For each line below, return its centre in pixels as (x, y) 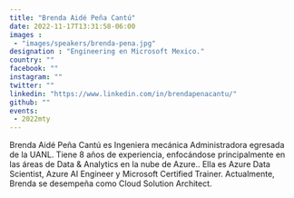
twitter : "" (32, 85)
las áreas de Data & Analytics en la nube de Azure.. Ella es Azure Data (140, 164)
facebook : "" (34, 69)
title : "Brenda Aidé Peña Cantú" (73, 18)
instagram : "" (36, 77)
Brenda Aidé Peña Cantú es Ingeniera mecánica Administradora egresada (147, 145)
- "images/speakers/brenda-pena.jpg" (84, 43)
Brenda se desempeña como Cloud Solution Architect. (111, 183)
